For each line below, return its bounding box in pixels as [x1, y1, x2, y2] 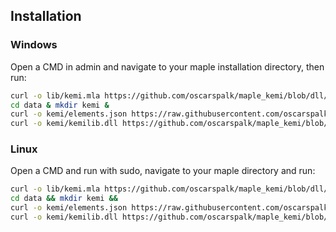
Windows [10, 38, 58, 52]
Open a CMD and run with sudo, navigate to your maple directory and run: [10, 165, 316, 177]
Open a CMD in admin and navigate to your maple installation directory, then [10, 60, 325, 73]
